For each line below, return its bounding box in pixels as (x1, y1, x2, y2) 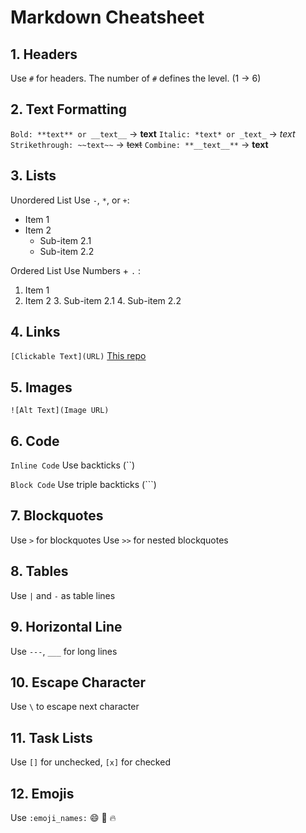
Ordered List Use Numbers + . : (10, 264, 142, 276)
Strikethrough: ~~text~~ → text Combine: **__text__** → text (10, 138, 269, 150)
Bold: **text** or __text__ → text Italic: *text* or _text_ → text (10, 127, 296, 140)
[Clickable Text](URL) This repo (10, 350, 147, 362)
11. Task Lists (10, 729, 93, 746)
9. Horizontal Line (10, 619, 123, 636)
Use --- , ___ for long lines (10, 645, 118, 657)
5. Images (10, 379, 73, 396)
